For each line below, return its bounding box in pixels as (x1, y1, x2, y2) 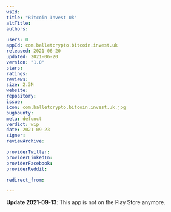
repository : (6, 93, 36, 99)
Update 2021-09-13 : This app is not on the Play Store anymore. (6, 199, 166, 206)
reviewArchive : (6, 138, 45, 144)
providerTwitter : (6, 149, 50, 155)
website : (6, 87, 29, 94)
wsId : (6, 8, 20, 15)
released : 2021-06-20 (6, 48, 61, 55)
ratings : (6, 70, 29, 76)
